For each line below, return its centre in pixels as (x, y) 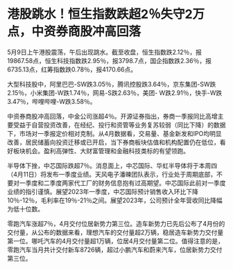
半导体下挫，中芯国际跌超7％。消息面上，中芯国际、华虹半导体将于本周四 (112, 165)
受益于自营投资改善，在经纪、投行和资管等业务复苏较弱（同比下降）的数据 (119, 125)
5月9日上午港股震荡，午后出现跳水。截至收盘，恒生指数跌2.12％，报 (105, 52)
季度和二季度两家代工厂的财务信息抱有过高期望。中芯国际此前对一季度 (126, 183)
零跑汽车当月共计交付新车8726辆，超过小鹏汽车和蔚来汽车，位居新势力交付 (115, 250)
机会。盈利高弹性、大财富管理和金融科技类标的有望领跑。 (107, 150)
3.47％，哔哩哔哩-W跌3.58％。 (52, 101)
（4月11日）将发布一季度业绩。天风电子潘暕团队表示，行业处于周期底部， (112, 174)
